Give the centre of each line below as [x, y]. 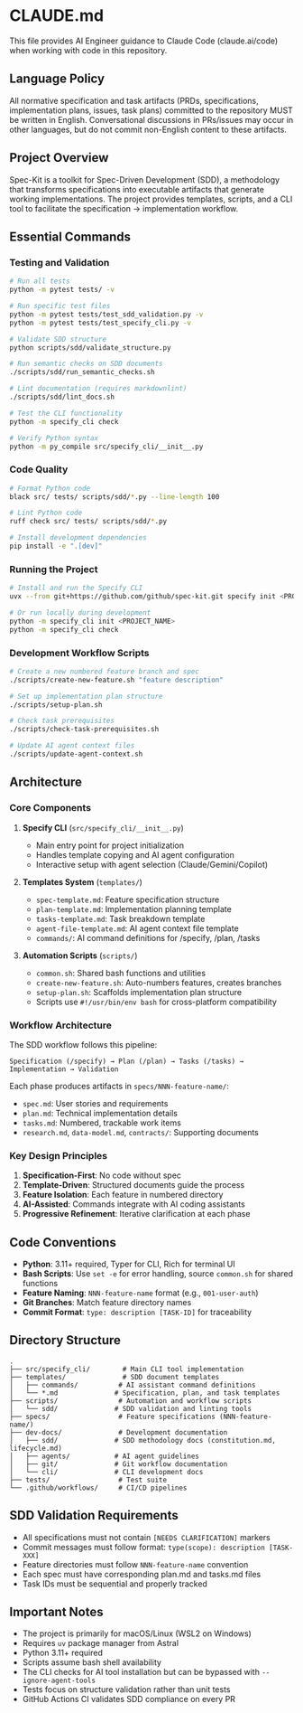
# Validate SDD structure [58, 339]
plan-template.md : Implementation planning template [133, 908]
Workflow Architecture [61, 1025]
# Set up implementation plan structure [87, 696]
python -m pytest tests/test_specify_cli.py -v [101, 323]
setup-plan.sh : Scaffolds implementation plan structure [138, 992]
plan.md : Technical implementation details [100, 1113]
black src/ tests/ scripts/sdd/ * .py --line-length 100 [115, 497]
